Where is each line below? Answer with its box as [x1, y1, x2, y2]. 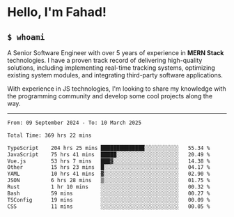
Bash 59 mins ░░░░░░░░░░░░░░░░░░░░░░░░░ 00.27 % [7, 190, 210, 197]
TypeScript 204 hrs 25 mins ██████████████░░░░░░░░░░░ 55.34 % [7, 144, 210, 151]
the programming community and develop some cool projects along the [7, 92, 213, 100]
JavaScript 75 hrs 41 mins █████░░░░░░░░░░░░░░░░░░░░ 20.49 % [7, 151, 210, 158]
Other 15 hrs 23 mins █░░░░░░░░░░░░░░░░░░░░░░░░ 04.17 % [7, 164, 210, 171]
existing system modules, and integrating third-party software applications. [7, 71, 223, 79]
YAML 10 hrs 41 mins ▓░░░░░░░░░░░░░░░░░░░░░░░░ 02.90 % [7, 170, 210, 178]
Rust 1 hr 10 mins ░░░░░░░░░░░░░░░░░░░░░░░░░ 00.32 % [7, 184, 210, 190]
